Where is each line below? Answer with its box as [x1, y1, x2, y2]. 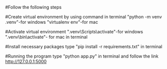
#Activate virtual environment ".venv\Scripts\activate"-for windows [5, 29, 143, 34]
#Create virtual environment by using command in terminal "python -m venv [5, 14, 162, 19]
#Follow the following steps [5, 4, 61, 10]
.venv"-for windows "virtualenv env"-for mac [5, 19, 98, 25]
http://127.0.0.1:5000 [5, 59, 47, 64]
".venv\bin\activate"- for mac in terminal [5, 34, 87, 40]
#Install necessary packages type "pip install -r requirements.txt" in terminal [5, 44, 162, 49]
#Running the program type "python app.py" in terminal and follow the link [5, 53, 158, 59]
